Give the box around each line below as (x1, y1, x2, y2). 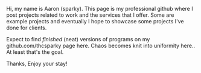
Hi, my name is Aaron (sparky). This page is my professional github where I (6, 5, 193, 12)
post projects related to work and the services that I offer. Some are (6, 11, 174, 19)
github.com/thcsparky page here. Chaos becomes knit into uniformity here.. (6, 42, 195, 49)
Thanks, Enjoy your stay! (6, 60, 68, 67)
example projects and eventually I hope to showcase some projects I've (6, 18, 184, 25)
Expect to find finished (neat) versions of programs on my (6, 36, 150, 42)
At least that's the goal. (6, 48, 64, 56)
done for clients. (6, 24, 47, 31)
